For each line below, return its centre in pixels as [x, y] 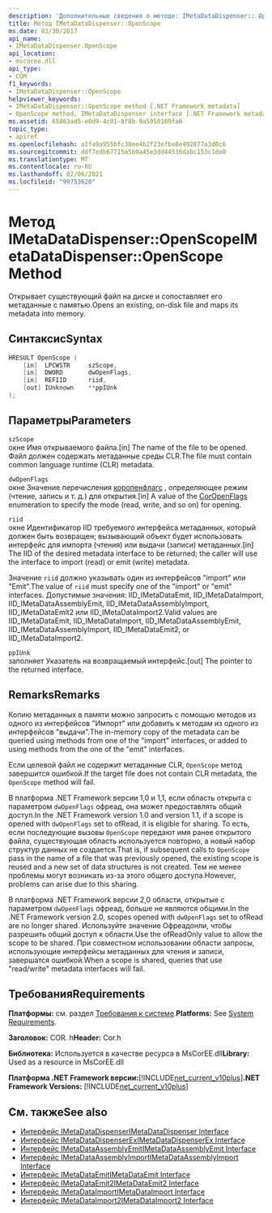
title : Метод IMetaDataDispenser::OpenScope [85, 24]
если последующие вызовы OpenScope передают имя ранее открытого [130, 832]
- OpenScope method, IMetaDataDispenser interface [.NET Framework [125, 114]
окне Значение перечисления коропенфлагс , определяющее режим [128, 487]
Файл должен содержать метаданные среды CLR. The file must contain [130, 456]
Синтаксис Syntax [55, 339]
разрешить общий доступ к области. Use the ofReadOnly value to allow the [136, 934]
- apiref [23, 136]
